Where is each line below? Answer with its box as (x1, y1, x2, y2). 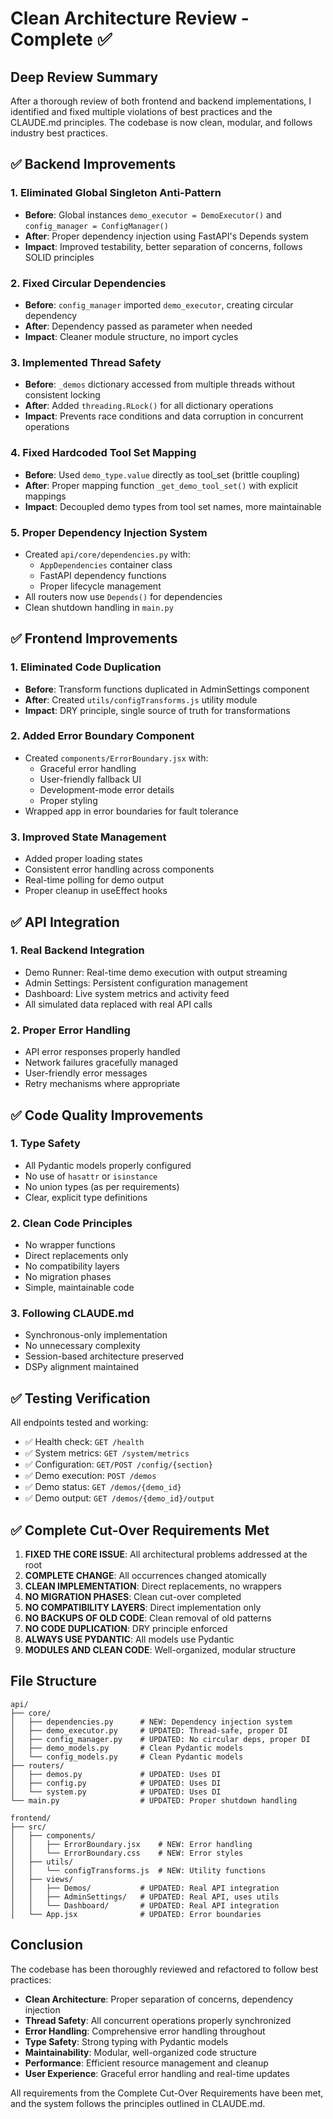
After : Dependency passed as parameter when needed (24, 320, 253, 332)
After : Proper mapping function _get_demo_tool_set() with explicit (24, 479, 298, 491)
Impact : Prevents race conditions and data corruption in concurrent (24, 410, 304, 422)
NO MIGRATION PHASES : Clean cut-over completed (24, 1591, 242, 1603)
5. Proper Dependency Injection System (10, 525, 208, 539)
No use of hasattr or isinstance (24, 1170, 158, 1182)
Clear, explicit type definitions (24, 1191, 148, 1203)
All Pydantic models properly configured (24, 1159, 192, 1171)
